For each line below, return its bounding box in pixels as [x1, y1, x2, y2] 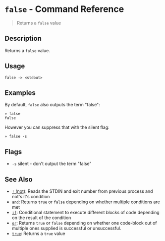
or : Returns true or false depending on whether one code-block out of [11, 220, 157, 226]
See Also [4, 175, 33, 183]
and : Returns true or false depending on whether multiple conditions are [11, 199, 161, 205]
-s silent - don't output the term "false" [11, 161, 92, 167]
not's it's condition [11, 194, 50, 199]
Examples [4, 88, 36, 97]
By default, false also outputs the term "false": [4, 102, 100, 108]
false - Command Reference [4, 3, 124, 15]
